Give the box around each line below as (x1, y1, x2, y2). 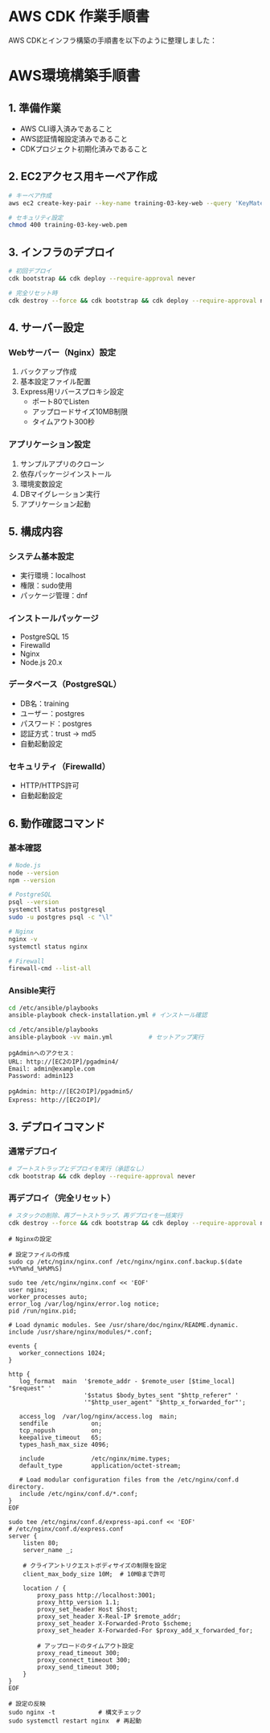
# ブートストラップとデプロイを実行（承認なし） (8, 1165, 147, 1173)
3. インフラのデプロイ (8, 245, 116, 259)
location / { (22, 1584, 67, 1592)
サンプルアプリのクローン (19, 459, 104, 469)
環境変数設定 (19, 479, 63, 489)
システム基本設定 (8, 551, 75, 562)
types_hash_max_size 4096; (18, 1440, 110, 1448)
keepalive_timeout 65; (18, 1433, 103, 1441)
